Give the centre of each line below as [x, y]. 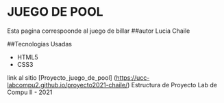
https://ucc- [133, 77]
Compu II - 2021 [30, 92]
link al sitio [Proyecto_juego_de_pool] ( [62, 77]
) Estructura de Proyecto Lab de [172, 85]
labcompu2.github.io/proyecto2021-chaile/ [67, 85]
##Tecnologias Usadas [39, 44]
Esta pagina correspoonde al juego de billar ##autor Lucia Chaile [99, 31]
